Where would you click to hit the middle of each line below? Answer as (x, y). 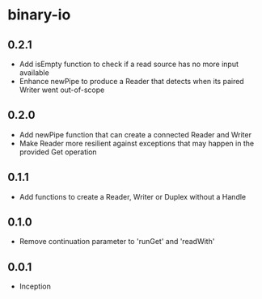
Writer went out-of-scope (62, 90)
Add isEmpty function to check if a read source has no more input (129, 64)
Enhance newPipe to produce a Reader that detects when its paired (131, 81)
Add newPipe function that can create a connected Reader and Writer (135, 134)
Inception (35, 286)
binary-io (39, 15)
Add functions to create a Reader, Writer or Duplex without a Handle (133, 196)
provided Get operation (58, 152)
